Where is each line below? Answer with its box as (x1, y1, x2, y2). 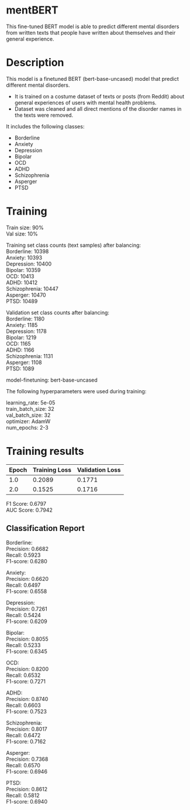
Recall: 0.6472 (6, 731, 41, 738)
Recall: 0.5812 (6, 792, 40, 799)
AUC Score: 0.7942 (6, 506, 53, 513)
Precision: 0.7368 (6, 755, 49, 763)
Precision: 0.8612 (6, 785, 48, 792)
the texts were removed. (14, 111, 74, 118)
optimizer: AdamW (6, 417, 51, 425)
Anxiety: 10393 (6, 254, 43, 261)
